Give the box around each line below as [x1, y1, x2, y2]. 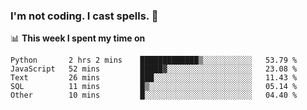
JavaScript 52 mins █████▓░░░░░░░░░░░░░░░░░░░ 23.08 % [10, 64, 298, 74]
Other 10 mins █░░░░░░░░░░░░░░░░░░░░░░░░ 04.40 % [10, 90, 298, 101]
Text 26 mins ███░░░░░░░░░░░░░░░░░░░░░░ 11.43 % [10, 73, 298, 83]
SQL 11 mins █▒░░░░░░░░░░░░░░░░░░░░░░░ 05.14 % [10, 82, 298, 92]
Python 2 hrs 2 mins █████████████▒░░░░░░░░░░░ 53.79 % [10, 55, 298, 66]
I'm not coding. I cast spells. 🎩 [10, 9, 159, 23]
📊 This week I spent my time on [10, 32, 146, 44]
